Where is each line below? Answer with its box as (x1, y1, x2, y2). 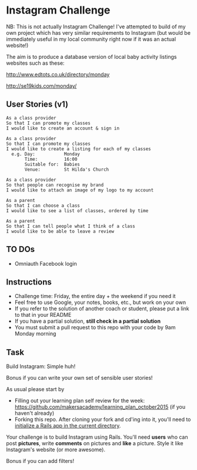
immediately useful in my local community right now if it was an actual (6, 35, 176, 42)
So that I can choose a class (6, 203, 81, 208)
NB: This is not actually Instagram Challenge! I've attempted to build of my (6, 23, 186, 30)
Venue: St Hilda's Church (24, 166, 109, 173)
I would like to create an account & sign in (6, 125, 119, 131)
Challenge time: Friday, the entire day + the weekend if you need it (14, 293, 176, 300)
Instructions (6, 277, 52, 287)
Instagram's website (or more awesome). (6, 446, 106, 454)
